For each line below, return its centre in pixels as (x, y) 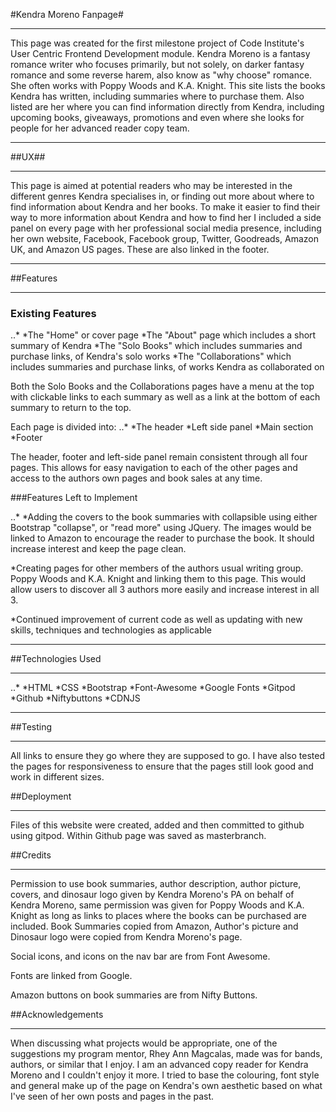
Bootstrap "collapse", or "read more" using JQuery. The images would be (161, 528)
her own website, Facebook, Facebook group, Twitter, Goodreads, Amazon (164, 238)
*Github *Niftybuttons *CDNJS (75, 698)
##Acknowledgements (57, 1015)
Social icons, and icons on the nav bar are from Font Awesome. (140, 956)
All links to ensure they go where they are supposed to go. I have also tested (167, 756)
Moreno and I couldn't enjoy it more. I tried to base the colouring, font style (165, 1075)
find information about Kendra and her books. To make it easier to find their (165, 207)
